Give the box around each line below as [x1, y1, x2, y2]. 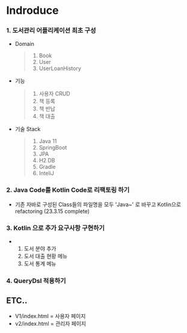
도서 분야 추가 [23, 245, 57, 252]
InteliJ [38, 170, 54, 177]
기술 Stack [14, 125, 41, 133]
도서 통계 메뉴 [23, 260, 57, 267]
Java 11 [38, 138, 57, 145]
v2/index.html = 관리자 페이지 [14, 320, 86, 327]
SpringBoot [38, 144, 67, 151]
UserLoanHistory [38, 65, 81, 72]
